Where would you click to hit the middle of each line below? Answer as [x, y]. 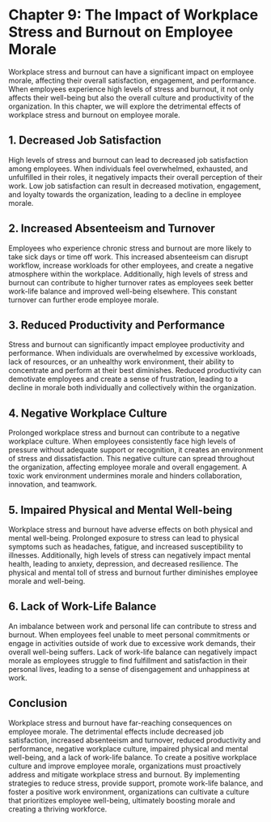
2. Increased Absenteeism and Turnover [112, 229]
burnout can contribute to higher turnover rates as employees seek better [131, 282]
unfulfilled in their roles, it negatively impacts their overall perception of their [135, 177]
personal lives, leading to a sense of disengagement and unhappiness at [129, 669]
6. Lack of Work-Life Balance [83, 607]
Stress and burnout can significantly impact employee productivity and [127, 345]
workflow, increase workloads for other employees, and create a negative [131, 265]
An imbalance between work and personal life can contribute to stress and [133, 626]
